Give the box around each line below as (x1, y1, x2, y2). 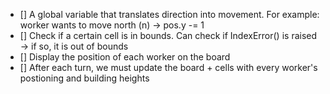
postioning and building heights (19, 72, 150, 84)
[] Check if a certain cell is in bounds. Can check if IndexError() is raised (19, 30, 318, 41)
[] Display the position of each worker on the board (19, 51, 231, 63)
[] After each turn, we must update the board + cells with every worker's (19, 62, 318, 73)
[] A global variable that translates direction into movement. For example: (19, 9, 320, 20)
